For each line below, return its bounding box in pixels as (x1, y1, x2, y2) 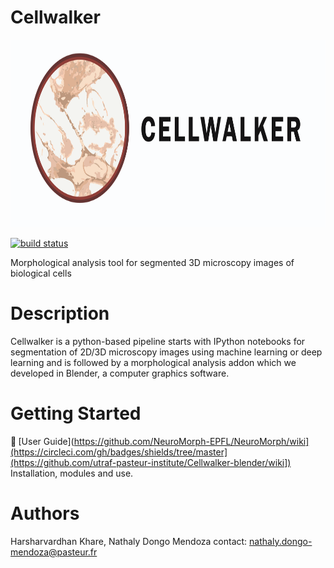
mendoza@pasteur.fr (10, 546, 98, 558)
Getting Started (10, 402, 142, 425)
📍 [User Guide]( (10, 435, 75, 447)
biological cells (10, 267, 72, 279)
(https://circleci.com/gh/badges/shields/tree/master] (10, 446, 228, 458)
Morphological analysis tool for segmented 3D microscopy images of (10, 256, 295, 268)
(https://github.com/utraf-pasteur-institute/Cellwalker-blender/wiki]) (10, 456, 292, 468)
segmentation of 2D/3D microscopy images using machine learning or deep (10, 346, 323, 358)
